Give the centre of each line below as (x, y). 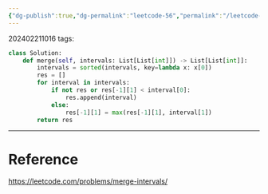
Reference (43, 159)
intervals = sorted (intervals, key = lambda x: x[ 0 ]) (125, 68)
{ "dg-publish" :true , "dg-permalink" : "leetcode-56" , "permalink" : (116, 16)
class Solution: (35, 53)
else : (60, 105)
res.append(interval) (101, 97)
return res (55, 120)
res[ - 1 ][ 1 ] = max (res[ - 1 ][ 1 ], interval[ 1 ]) (139, 113)
